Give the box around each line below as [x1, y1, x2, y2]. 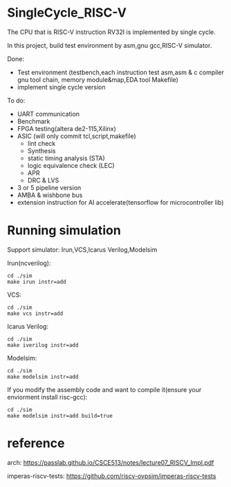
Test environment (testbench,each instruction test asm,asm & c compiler [17, 68, 225, 76]
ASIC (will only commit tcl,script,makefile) [17, 132, 136, 140]
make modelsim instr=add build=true [7, 412, 113, 419]
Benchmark [17, 117, 50, 126]
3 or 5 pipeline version [17, 183, 82, 191]
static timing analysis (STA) [27, 154, 105, 162]
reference [7, 436, 65, 452]
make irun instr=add [7, 278, 67, 285]
